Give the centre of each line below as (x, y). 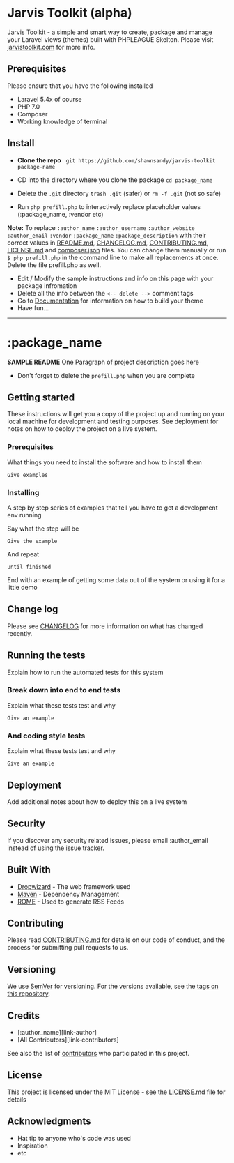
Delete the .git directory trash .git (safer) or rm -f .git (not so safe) (119, 193)
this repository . (29, 994)
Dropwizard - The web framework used (74, 886)
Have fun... (33, 307)
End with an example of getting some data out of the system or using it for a (116, 579)
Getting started (41, 397)
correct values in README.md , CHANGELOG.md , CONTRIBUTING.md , (108, 243)
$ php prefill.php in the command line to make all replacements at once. (113, 257)
